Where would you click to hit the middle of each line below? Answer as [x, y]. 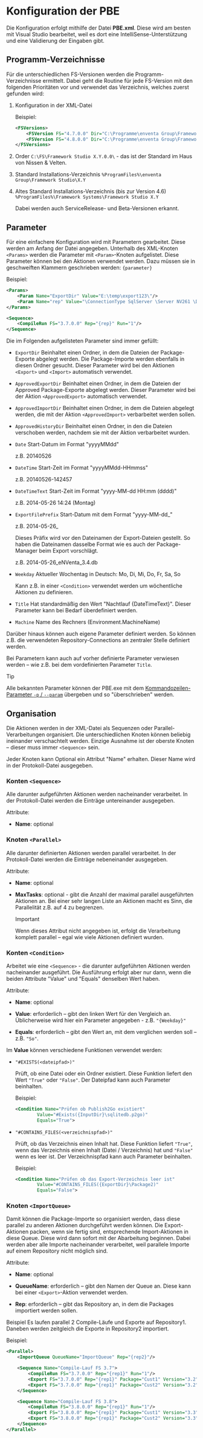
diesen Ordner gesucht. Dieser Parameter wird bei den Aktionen [95, 365]
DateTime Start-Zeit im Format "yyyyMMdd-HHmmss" [82, 468]
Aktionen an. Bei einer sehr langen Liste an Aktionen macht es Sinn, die [104, 900]
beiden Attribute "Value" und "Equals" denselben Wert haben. [83, 978]
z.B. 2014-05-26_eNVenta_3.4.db [56, 562]
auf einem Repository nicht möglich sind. [57, 1251]
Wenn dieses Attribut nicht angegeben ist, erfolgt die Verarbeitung [98, 931]
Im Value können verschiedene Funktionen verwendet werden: [85, 1050]
